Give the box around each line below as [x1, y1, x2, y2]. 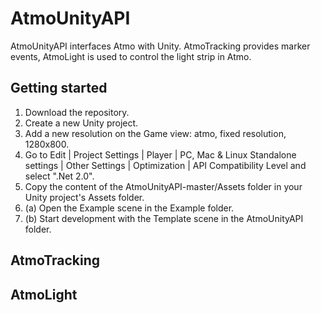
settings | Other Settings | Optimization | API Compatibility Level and [24, 159, 307, 171]
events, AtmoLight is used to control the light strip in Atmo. [10, 50, 252, 62]
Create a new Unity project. [24, 117, 139, 129]
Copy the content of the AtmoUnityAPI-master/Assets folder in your [24, 180, 303, 192]
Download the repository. [24, 106, 130, 118]
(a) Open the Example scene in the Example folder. [24, 202, 235, 214]
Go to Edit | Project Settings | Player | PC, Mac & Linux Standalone [24, 148, 297, 161]
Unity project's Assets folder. [24, 191, 145, 203]
